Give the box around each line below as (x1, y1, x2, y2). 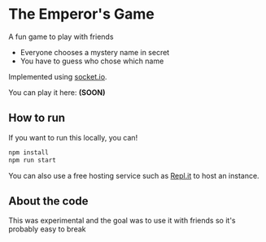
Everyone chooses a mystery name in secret (20, 47, 170, 57)
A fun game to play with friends (8, 32, 114, 41)
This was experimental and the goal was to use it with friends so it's (8, 216, 236, 226)
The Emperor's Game (8, 5, 155, 24)
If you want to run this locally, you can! (8, 132, 138, 142)
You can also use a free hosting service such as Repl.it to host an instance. (8, 171, 259, 180)
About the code (8, 194, 89, 208)
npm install (8, 148, 49, 157)
